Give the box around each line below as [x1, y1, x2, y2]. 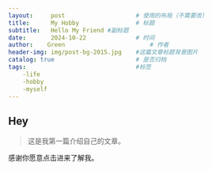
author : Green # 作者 [8, 41, 169, 49]
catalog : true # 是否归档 [8, 56, 167, 64]
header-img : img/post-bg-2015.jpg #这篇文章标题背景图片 [8, 48, 199, 56]
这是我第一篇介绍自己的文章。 [27, 136, 125, 146]
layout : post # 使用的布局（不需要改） [8, 11, 208, 20]
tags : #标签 [8, 63, 152, 71]
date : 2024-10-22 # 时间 [8, 33, 155, 42]
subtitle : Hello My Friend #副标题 [8, 26, 129, 34]
